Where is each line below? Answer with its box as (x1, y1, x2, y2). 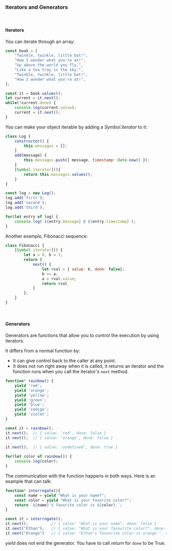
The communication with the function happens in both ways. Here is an (5, 473, 156, 479)
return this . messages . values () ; (24, 172, 93, 177)
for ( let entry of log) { (5, 214, 58, 219)
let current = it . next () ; (5, 96, 60, 101)
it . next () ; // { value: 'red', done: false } (5, 430, 106, 436)
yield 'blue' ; (14, 402, 45, 408)
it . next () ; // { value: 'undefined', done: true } (5, 444, 118, 450)
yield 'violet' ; (14, 412, 50, 417)
